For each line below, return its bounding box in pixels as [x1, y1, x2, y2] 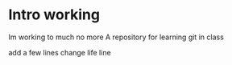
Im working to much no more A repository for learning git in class [8, 32, 224, 42]
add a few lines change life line [8, 47, 111, 57]
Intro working [8, 6, 101, 24]
